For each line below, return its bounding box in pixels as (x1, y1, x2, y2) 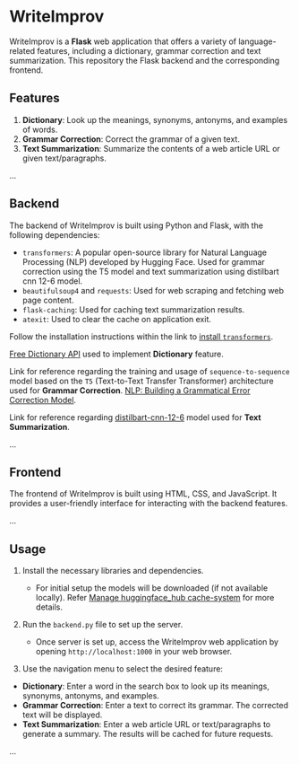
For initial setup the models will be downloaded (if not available (35, 583, 269, 593)
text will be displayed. (21, 709, 103, 720)
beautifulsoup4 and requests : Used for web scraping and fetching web (21, 285, 285, 295)
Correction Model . (9, 394, 77, 405)
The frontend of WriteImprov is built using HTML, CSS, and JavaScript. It (9, 488, 278, 499)
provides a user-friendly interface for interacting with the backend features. (9, 498, 288, 509)
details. (35, 602, 64, 612)
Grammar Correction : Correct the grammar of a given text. (21, 133, 240, 145)
